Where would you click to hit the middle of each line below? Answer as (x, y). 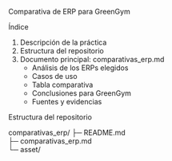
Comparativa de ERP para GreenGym (69, 12)
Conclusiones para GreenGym (82, 93)
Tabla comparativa (62, 84)
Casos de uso (54, 76)
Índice (19, 27)
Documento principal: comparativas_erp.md (92, 59)
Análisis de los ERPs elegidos (80, 68)
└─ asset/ (25, 149)
